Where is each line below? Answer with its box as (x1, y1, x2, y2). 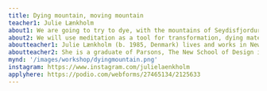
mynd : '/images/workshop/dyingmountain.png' (8, 56, 158, 64)
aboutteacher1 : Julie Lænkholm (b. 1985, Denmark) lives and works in (8, 41, 247, 49)
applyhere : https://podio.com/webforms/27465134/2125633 (8, 70, 201, 78)
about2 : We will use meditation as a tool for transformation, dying (8, 33, 244, 42)
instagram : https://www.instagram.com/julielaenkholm (8, 63, 191, 71)
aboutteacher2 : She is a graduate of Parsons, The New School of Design (8, 48, 254, 56)
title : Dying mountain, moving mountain (8, 11, 145, 20)
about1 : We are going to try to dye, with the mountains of (8, 26, 212, 34)
